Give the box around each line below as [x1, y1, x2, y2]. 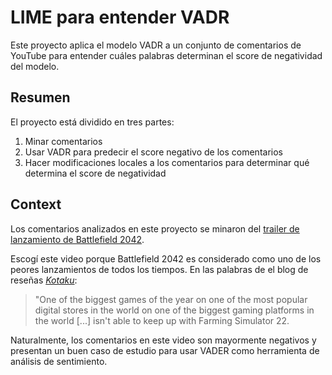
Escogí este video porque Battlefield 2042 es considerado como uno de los [10, 252, 322, 265]
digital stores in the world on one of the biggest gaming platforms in [34, 304, 315, 316]
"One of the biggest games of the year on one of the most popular [34, 293, 308, 305]
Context [10, 196, 62, 213]
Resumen [10, 89, 71, 106]
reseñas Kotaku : [10, 274, 78, 286]
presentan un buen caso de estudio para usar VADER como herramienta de [10, 344, 320, 356]
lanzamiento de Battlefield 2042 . [10, 233, 145, 245]
